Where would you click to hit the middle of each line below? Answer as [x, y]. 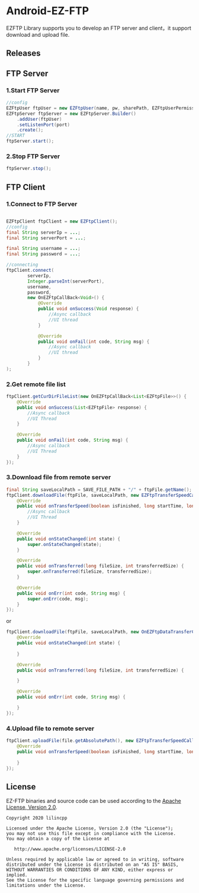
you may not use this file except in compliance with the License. [91, 834]
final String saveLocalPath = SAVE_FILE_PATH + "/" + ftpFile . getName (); [99, 490]
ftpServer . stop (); [29, 169]
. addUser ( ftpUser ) [39, 119]
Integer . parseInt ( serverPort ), [66, 281]
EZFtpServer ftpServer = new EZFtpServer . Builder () [71, 114]
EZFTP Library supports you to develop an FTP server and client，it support [99, 28]
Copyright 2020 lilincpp [37, 818]
